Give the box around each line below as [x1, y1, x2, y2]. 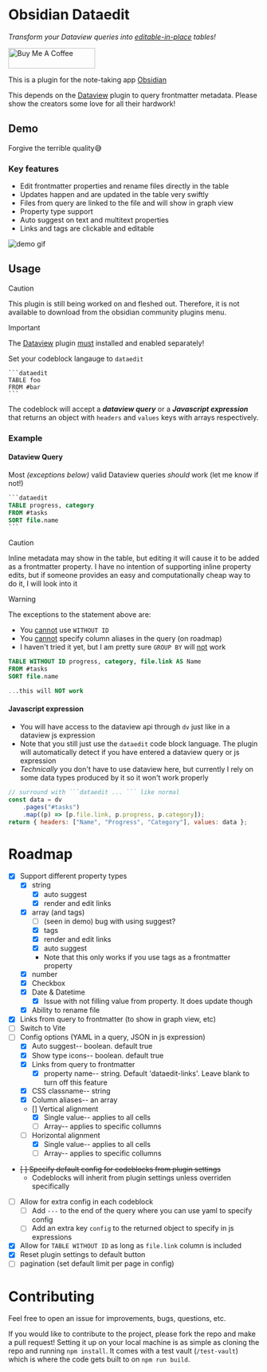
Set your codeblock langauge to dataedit [8, 354, 144, 363]
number [31, 969, 58, 979]
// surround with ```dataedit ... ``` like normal [8, 789, 180, 797]
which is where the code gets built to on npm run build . [8, 1354, 190, 1364]
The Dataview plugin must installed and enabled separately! [8, 338, 205, 348]
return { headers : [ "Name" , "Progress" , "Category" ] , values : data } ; [8, 818, 248, 826]
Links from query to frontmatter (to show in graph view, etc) [19, 1014, 217, 1024]
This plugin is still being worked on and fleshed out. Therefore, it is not [8, 299, 240, 308]
